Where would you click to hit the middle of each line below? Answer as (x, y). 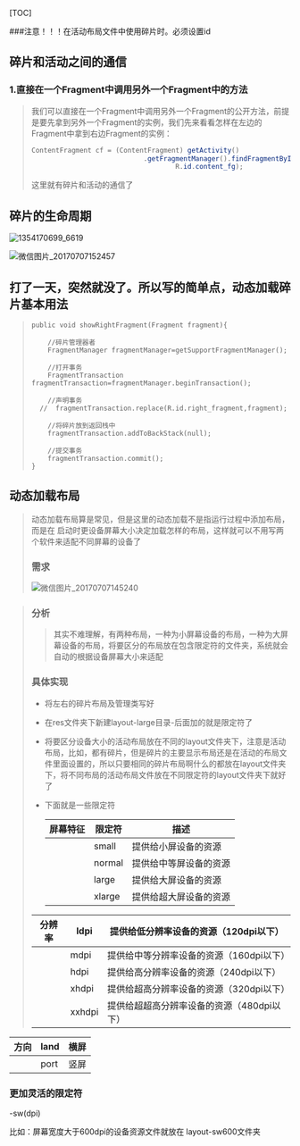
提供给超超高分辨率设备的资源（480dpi (189, 1006)
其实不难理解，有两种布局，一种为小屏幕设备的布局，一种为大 (167, 634)
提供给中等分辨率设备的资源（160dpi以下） (198, 955)
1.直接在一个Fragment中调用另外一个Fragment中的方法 (129, 90)
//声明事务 (65, 400)
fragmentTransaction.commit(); (106, 458)
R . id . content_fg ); (209, 167)
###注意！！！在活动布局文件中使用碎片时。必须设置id (110, 31)
